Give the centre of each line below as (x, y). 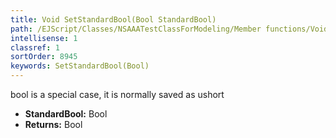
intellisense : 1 (44, 38)
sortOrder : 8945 (44, 57)
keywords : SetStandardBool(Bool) (80, 66)
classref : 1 (35, 47)
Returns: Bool (53, 124)
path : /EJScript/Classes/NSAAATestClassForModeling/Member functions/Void (169, 29)
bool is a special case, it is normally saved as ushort (117, 94)
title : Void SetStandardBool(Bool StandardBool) (113, 19)
